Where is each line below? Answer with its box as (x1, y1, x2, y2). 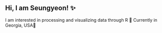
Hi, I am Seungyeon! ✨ (5, 4, 76, 12)
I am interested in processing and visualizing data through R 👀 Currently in (5, 17, 158, 23)
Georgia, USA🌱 (5, 22, 36, 28)
